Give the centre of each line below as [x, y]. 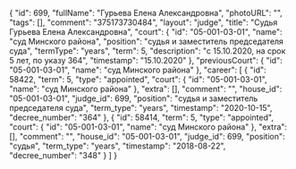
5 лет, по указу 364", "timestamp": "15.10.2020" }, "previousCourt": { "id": [146, 60]
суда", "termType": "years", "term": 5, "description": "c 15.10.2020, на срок [148, 51]
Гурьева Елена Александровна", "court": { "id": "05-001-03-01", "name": [146, 32]
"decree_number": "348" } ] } [63, 155]
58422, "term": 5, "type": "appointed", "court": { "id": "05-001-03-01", [138, 79]
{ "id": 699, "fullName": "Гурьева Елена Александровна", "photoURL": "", [146, 13]
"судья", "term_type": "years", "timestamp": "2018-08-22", [118, 146]
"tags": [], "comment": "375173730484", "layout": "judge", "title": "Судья [144, 22]
